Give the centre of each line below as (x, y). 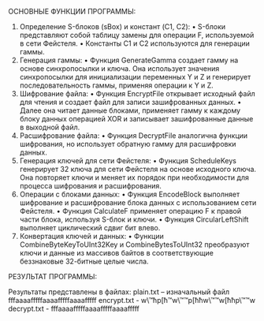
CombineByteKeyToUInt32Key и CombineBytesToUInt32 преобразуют (134, 244)
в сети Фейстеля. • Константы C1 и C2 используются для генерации (135, 43)
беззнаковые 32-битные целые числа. (84, 261)
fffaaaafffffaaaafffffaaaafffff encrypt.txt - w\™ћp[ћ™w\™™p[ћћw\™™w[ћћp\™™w (132, 300)
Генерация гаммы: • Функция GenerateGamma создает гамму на (129, 60)
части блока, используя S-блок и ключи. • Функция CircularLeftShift (134, 219)
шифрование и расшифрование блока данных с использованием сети (138, 203)
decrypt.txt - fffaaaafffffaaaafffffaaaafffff (74, 308)
